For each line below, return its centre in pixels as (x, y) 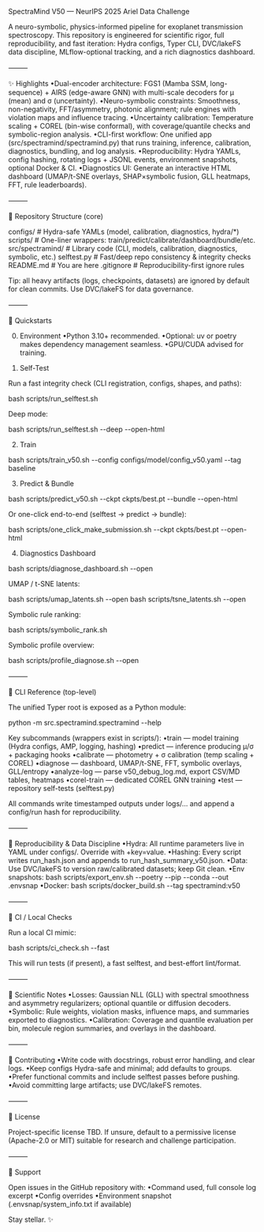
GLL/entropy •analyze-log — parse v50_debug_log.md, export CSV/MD (124, 771)
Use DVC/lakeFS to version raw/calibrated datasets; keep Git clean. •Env (126, 869)
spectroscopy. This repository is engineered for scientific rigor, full (116, 35)
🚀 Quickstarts (30, 320)
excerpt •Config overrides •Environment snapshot (90, 1196)
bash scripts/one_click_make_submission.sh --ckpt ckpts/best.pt (113, 529)
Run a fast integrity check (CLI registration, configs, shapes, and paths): (125, 383)
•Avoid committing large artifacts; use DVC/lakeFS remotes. (105, 1085)
